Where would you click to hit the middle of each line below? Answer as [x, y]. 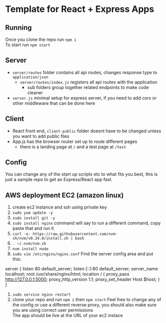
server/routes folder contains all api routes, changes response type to [85, 72]
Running [19, 28]
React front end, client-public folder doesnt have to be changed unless [87, 131]
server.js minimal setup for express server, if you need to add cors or [84, 98]
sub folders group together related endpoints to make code [88, 87]
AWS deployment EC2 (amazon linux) [64, 195]
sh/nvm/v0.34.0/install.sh [40, 238]
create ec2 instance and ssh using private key [60, 207]
